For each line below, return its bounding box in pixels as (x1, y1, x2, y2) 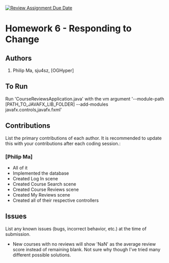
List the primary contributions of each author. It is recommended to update (5, 135, 162, 141)
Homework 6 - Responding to (5, 23, 132, 34)
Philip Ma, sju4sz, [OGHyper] (12, 67, 74, 74)
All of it (12, 164, 28, 171)
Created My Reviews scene (12, 192, 70, 198)
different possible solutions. (12, 252, 71, 258)
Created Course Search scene (12, 181, 76, 187)
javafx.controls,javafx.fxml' (5, 106, 62, 112)
